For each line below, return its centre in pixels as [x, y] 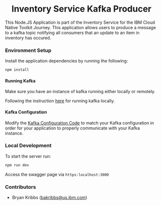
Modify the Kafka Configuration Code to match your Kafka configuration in [80, 123]
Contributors [21, 187]
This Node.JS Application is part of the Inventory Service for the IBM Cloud [80, 22]
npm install [17, 70]
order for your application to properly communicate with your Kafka [72, 128]
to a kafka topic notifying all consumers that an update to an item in [72, 32]
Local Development [28, 145]
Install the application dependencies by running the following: [66, 61]
